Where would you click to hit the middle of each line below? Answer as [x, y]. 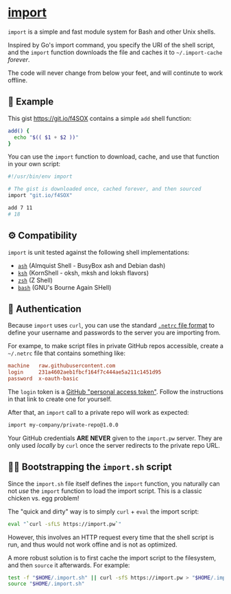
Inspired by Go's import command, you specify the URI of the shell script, [111, 45]
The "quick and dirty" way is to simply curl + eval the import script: [104, 511]
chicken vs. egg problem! [44, 498]
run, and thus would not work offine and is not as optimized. [93, 545]
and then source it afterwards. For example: [69, 565]
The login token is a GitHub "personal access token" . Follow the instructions [115, 392]
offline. [18, 80]
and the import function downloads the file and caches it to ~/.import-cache [115, 52]
